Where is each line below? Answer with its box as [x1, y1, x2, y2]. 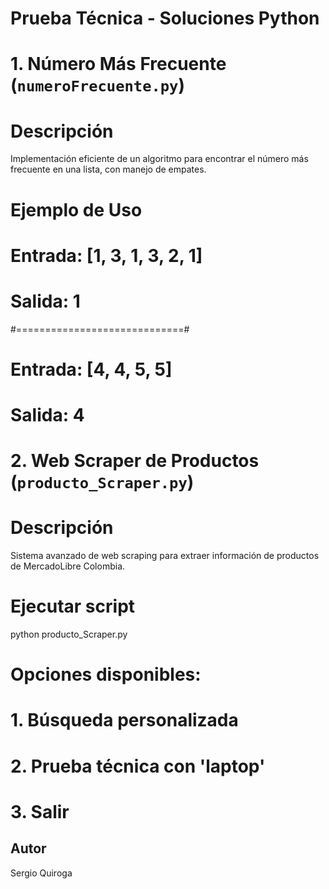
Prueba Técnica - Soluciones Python [10, 7, 320, 30]
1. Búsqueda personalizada [10, 709, 239, 732]
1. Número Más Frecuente [10, 53, 227, 76]
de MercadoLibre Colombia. [10, 560, 126, 572]
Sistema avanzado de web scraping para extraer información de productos [10, 550, 320, 562]
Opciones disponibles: [10, 663, 202, 686]
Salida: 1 [10, 290, 81, 312]
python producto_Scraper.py [10, 628, 128, 641]
